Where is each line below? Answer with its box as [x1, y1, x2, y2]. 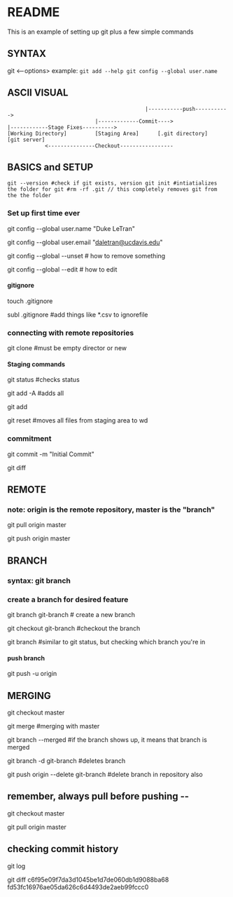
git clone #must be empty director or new [7, 344, 127, 352]
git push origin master [7, 534, 71, 543]
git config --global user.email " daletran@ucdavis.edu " [7, 238, 163, 246]
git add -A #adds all [7, 389, 64, 397]
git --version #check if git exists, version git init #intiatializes [7, 180, 218, 187]
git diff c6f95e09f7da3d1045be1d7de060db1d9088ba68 [7, 875, 169, 884]
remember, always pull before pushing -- [7, 790, 190, 802]
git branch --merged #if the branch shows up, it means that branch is [7, 735, 208, 744]
